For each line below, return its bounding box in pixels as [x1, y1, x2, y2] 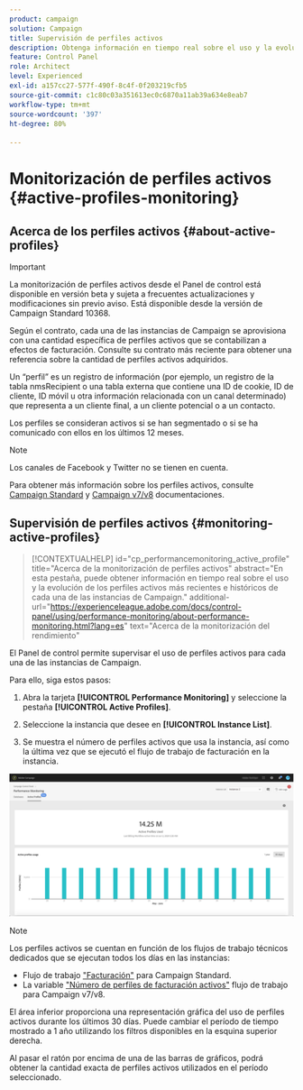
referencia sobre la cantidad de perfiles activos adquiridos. [9, 354, 229, 365]
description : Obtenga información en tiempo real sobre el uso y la [9, 43, 272, 52]
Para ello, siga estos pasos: [9, 674, 111, 685]
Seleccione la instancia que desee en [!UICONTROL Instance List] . [22, 719, 272, 729]
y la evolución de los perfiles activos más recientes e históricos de [31, 582, 279, 592]
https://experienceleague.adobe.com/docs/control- [50, 600, 242, 612]
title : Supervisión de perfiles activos [9, 33, 164, 42]
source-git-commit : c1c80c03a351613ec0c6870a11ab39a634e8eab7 [9, 90, 248, 99]
